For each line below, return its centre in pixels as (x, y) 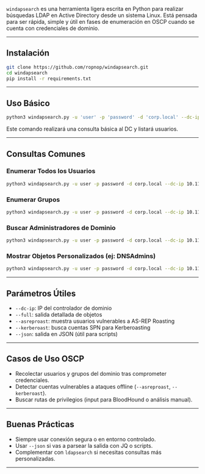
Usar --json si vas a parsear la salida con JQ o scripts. (84, 445)
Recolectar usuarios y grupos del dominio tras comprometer (91, 373)
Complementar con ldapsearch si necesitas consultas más (88, 452)
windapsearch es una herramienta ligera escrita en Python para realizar (95, 9)
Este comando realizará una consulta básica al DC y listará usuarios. (92, 129)
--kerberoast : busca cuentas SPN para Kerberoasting (83, 328)
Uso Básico (28, 103)
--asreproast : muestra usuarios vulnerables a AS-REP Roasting (95, 321)
